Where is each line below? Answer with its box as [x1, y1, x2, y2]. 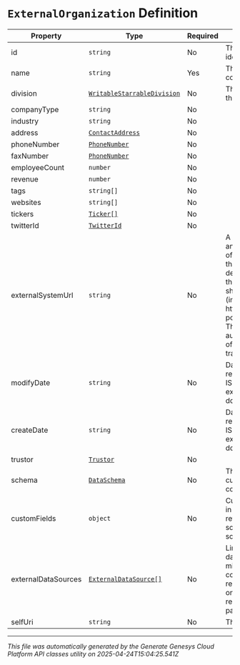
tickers [11, 209, 34, 219]
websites [11, 197, 41, 207]
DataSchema [88, 476, 126, 484]
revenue [11, 174, 39, 184]
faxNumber [11, 151, 49, 161]
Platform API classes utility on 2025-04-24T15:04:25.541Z [7, 649, 179, 658]
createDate [11, 425, 49, 435]
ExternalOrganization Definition [7, 5, 199, 21]
